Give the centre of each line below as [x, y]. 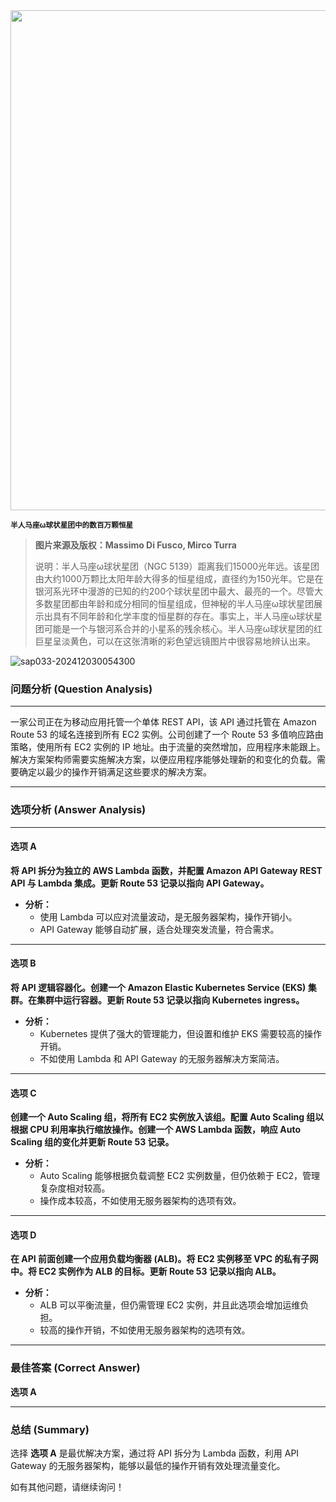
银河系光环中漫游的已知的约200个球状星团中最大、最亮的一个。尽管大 [178, 591]
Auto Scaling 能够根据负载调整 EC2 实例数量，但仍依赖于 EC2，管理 [180, 1176]
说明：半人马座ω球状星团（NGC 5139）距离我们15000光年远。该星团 [177, 566]
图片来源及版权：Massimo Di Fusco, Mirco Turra [135, 545]
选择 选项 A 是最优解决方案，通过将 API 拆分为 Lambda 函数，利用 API [155, 1453]
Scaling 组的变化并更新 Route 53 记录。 [92, 1142]
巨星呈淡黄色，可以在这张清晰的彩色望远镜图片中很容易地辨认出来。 [175, 641]
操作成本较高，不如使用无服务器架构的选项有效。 [140, 1201]
